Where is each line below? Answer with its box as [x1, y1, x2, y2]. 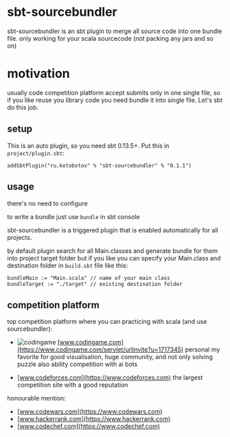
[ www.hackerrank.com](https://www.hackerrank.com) [16, 415, 171, 423]
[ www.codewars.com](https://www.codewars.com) [16, 407, 163, 416]
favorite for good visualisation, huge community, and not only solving [16, 353, 213, 361]
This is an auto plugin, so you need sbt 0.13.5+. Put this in [7, 141, 170, 150]
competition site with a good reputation [16, 380, 128, 389]
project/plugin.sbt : [7, 149, 65, 157]
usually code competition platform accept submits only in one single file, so [7, 88, 221, 96]
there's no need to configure [7, 199, 88, 207]
